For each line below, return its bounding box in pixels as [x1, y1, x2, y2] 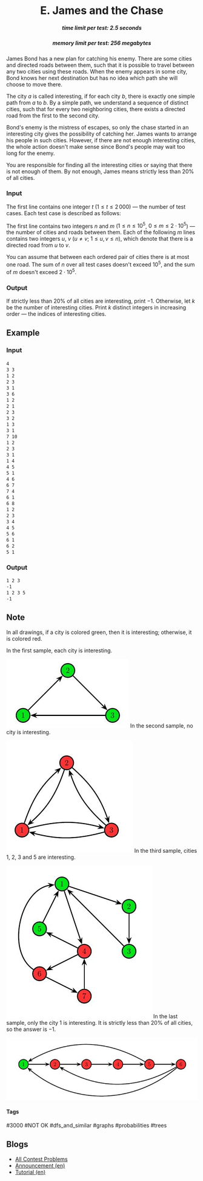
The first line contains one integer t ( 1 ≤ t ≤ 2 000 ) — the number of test [6, 203, 186, 210]
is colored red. [6, 635, 42, 642]
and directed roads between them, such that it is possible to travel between [6, 61, 195, 69]
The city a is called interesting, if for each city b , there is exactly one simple [6, 92, 195, 100]
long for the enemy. [6, 150, 55, 157]
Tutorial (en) [15, 1168, 46, 1176]
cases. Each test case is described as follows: [6, 209, 121, 216]
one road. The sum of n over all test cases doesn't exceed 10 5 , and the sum [6, 260, 195, 268]
